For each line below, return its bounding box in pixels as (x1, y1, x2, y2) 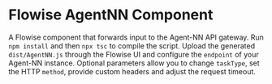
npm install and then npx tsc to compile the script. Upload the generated (8, 40, 256, 50)
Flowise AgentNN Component (8, 6, 214, 24)
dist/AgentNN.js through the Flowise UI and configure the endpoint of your (8, 49, 260, 59)
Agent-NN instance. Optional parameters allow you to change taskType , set (8, 58, 260, 68)
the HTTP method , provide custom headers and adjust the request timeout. (8, 66, 256, 76)
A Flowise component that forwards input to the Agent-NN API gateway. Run (8, 32, 264, 42)
